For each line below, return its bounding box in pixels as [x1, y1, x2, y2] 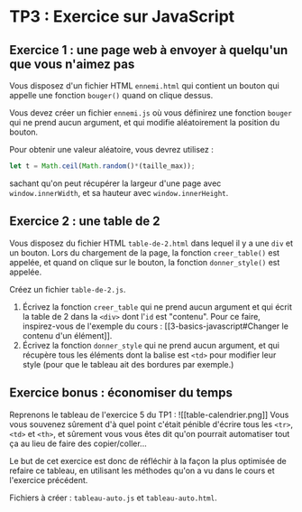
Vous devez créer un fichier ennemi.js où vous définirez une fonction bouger [9, 107, 293, 118]
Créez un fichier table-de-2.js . [9, 284, 126, 294]
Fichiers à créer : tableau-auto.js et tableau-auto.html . [9, 492, 218, 503]
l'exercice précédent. [9, 474, 88, 485]
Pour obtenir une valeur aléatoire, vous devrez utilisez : [9, 144, 215, 154]
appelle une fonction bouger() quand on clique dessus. [9, 90, 214, 100]
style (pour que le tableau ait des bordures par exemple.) [22, 358, 234, 369]
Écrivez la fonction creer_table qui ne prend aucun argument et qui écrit [22, 301, 293, 312]
